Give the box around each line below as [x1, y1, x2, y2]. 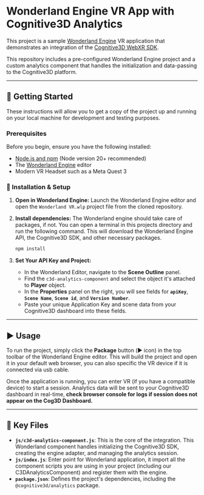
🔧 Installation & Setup [6, 183, 71, 191]
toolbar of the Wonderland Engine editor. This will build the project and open [6, 353, 197, 360]
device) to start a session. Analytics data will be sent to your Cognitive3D [6, 384, 189, 392]
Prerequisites [6, 129, 47, 138]
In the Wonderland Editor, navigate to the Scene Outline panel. [24, 269, 181, 276]
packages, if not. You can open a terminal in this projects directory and [15, 221, 192, 229]
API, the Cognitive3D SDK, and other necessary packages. [15, 234, 162, 241]
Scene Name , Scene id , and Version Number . [24, 294, 131, 301]
